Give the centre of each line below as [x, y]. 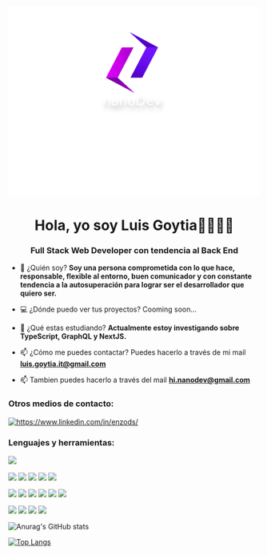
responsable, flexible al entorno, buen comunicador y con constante [136, 276]
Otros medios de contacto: [61, 404]
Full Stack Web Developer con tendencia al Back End [134, 251]
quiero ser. [38, 293]
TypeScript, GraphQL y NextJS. [73, 336]
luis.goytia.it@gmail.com [63, 364]
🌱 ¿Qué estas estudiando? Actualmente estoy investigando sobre [130, 328]
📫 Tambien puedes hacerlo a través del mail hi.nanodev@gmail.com [135, 380]
